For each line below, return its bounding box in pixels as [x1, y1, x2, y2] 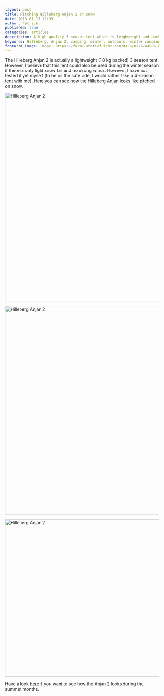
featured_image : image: [5, 44, 54, 48]
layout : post [5, 7, 32, 12]
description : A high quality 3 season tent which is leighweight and [5, 35, 150, 40]
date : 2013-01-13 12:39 [5, 16, 54, 21]
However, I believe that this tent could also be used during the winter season [5, 62, 159, 68]
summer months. [5, 686, 39, 692]
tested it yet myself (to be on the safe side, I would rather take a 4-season [5, 72, 154, 78]
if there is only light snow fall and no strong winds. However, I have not [5, 67, 147, 73]
